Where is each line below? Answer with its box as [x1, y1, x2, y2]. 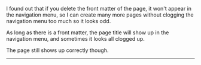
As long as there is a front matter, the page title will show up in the [6, 29, 169, 36]
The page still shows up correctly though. [6, 47, 109, 54]
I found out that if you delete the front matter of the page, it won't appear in [6, 5, 192, 12]
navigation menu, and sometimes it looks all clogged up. [6, 35, 145, 42]
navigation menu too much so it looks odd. [6, 18, 111, 24]
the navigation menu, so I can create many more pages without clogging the [6, 11, 194, 18]
